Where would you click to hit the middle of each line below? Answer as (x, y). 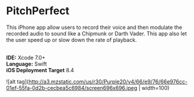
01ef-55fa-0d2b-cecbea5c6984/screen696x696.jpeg (72, 88)
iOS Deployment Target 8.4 (40, 70)
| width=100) (154, 88)
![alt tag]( (18, 82)
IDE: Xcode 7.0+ (26, 57)
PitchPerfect (38, 11)
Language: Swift (27, 64)
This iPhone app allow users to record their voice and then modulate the (94, 27)
